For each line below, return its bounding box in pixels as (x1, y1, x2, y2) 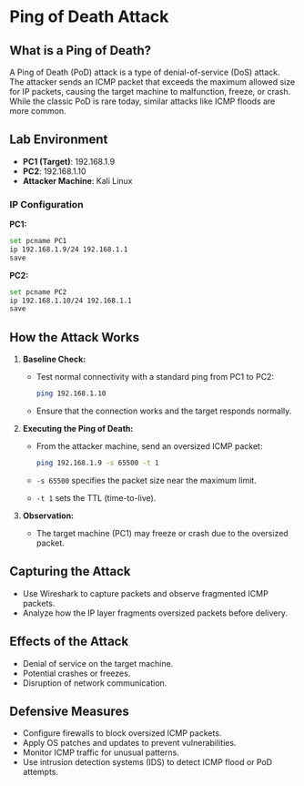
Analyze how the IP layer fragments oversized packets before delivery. (22, 607, 289, 618)
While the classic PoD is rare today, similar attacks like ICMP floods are (9, 96, 276, 107)
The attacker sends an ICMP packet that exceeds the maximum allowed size (9, 77, 296, 87)
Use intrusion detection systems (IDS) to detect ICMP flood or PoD (22, 757, 273, 768)
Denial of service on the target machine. (22, 658, 174, 669)
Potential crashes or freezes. (22, 668, 131, 679)
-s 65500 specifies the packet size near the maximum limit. (35, 475, 257, 485)
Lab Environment (9, 132, 108, 148)
